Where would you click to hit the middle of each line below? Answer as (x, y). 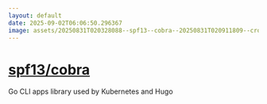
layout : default (35, 15)
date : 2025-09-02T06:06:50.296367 (66, 23)
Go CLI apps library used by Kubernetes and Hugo (91, 91)
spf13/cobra (49, 69)
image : (19, 30)
